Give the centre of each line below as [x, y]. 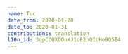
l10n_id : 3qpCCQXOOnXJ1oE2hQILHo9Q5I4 [64, 40]
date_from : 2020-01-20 [40, 20]
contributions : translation [49, 33]
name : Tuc [22, 14]
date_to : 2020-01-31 [38, 27]
